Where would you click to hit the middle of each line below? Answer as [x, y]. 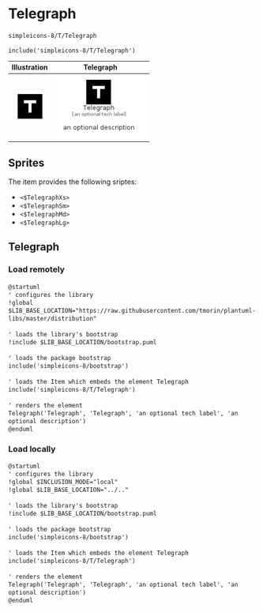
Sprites [26, 163]
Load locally [32, 449]
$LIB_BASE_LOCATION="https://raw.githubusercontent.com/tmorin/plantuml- [132, 310]
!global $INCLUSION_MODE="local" [63, 482]
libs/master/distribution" [53, 318]
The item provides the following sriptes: [73, 182]
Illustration [30, 67]
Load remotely [37, 269]
